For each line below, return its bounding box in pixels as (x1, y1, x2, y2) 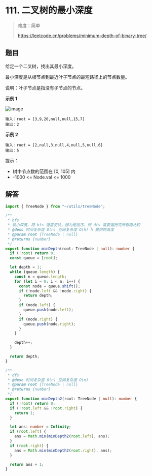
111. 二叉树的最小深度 (5, 5, 93, 16)
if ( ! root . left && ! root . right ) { (10, 405, 83, 411)
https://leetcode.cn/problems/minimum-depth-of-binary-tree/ (17, 33, 147, 39)
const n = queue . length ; (14, 274, 67, 279)
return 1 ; (14, 410, 35, 415)
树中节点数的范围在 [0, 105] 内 (12, 168, 76, 174)
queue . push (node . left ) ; (23, 307, 73, 313)
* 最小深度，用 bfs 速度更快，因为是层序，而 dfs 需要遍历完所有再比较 (7, 222, 141, 228)
